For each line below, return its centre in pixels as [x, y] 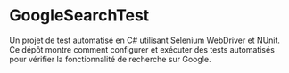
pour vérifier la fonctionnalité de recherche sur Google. [110, 59]
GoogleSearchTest [79, 16]
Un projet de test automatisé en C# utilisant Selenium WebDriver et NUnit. [145, 40]
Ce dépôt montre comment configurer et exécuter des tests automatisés [142, 49]
